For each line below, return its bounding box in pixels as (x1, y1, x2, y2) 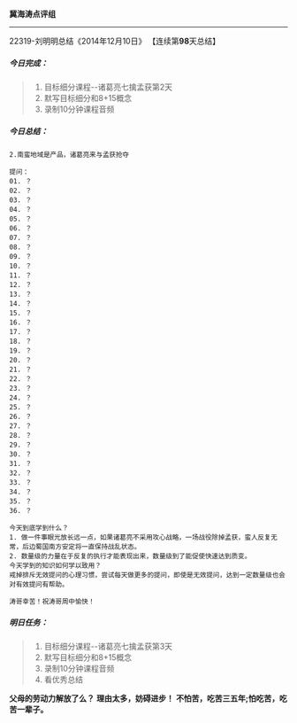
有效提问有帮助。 (15, 579, 69, 588)
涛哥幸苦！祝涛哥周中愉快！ (9, 597, 95, 606)
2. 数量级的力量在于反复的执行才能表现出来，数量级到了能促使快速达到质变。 (9, 551, 252, 561)
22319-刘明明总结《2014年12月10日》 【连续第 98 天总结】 (9, 35, 221, 46)
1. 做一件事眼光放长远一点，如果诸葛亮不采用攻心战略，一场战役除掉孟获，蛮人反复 (9, 533, 271, 541)
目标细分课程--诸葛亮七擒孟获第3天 (43, 641, 173, 651)
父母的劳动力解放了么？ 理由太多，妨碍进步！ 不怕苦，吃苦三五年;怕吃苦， (9, 693, 280, 704)
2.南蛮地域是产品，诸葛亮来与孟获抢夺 (9, 150, 130, 159)
